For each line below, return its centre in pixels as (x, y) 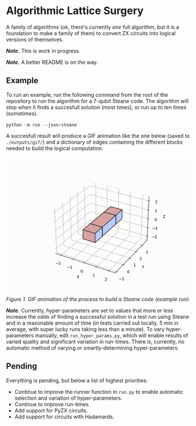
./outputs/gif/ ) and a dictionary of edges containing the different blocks (94, 142)
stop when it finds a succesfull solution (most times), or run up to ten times (96, 107)
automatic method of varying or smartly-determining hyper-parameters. (93, 347)
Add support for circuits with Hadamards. (64, 417)
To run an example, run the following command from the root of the (87, 94)
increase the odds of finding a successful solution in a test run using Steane (98, 316)
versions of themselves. (35, 39)
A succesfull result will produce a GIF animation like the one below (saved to (98, 135)
